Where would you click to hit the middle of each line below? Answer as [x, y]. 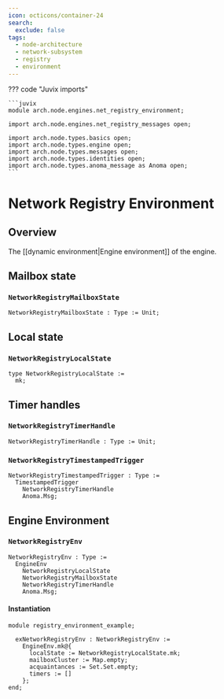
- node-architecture [49, 45]
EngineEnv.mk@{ [47, 646]
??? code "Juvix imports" [48, 89]
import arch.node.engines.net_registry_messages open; [100, 124]
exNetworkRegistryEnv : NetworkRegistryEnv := [93, 639]
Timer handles [44, 405]
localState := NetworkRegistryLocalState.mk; [105, 653]
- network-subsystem [49, 52]
